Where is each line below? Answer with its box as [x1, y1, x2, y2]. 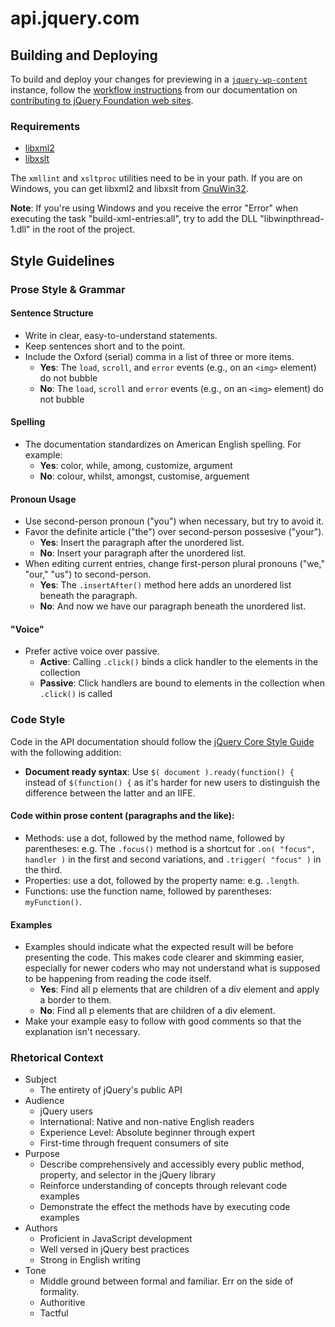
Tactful [39, 1307, 69, 1319]
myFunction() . [24, 895, 82, 907]
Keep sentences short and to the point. [24, 340, 186, 352]
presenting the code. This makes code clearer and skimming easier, [24, 952, 305, 964]
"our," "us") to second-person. [24, 568, 152, 581]
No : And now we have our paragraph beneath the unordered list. [39, 600, 307, 612]
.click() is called [39, 688, 113, 700]
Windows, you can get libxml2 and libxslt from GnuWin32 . [10, 183, 249, 195]
